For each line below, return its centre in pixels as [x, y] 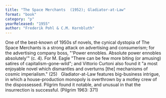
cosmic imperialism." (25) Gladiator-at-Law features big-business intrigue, [83, 74]
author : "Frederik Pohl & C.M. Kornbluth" [50, 28]
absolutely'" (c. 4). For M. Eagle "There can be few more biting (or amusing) [83, 58]
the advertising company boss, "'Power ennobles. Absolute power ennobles [83, 53]
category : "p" [20, 19]
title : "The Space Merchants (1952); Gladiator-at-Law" [66, 10]
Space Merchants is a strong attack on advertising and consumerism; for [80, 48]
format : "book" [21, 14]
